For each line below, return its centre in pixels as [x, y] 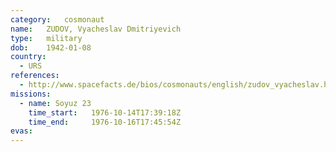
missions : [31, 94]
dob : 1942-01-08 [51, 47]
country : [28, 57]
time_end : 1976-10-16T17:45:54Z [105, 122]
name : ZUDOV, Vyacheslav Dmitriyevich [96, 29]
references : [35, 76]
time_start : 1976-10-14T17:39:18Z [105, 112]
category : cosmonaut [57, 19]
